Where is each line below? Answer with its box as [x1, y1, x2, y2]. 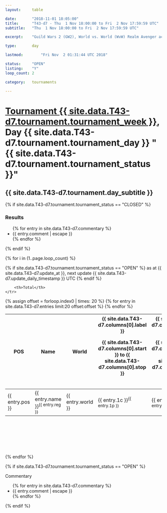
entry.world [66, 399, 93, 406]
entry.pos [7, 399, 30, 406]
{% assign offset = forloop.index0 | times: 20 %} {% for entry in [5, 298, 136, 304]
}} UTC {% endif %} [61, 275, 102, 281]
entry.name [34, 396, 62, 403]
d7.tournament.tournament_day [5, 137, 140, 148]
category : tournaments [5, 80, 57, 85]
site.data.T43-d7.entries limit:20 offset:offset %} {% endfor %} [5, 303, 133, 309]
